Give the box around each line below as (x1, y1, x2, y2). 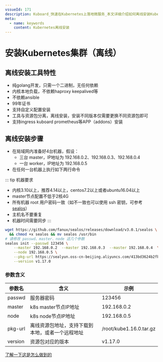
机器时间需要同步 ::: (12, 217, 51, 223)
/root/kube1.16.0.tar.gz (101, 326, 156, 332)
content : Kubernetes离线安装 (14, 25, 70, 30)
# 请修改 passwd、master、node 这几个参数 (5, 236, 85, 241)
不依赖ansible (12, 94, 40, 100)
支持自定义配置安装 (12, 107, 51, 112)
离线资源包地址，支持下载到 (30, 322, 94, 329)
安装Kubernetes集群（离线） (5, 48, 122, 59)
